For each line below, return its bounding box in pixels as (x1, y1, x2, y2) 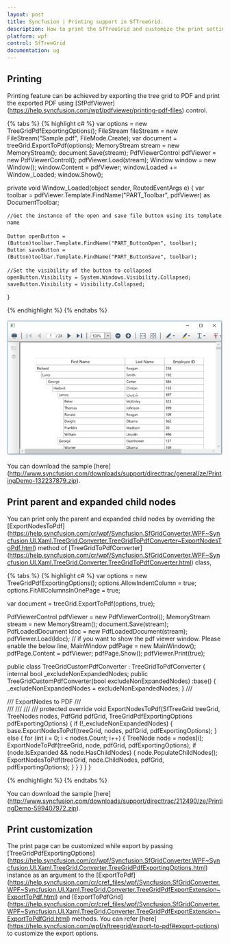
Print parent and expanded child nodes (7, 497, 177, 508)
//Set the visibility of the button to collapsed (7, 267, 152, 274)
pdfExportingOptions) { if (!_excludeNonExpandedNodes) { (7, 719, 173, 728)
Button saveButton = (7, 247, 66, 253)
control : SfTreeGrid (7, 40, 66, 47)
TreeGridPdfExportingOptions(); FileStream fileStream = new (7, 127, 179, 135)
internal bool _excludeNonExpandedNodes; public (7, 669, 149, 678)
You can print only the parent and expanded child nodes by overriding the (7, 514, 216, 523)
